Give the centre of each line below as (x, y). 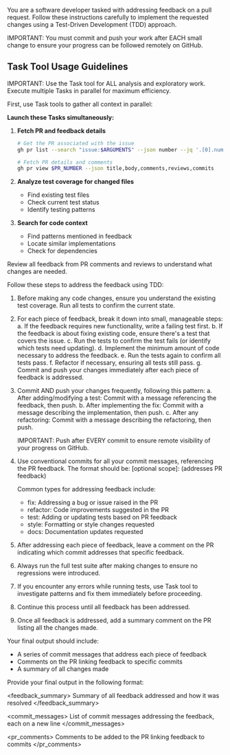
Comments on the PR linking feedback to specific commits (100, 662)
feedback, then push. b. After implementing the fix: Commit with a (110, 405)
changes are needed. (37, 272)
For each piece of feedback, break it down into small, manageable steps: (120, 319)
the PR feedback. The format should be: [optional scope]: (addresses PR (119, 469)
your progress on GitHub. (53, 448)
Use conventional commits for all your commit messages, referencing (115, 461)
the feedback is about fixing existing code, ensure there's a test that (113, 334)
